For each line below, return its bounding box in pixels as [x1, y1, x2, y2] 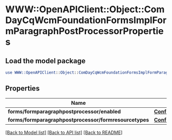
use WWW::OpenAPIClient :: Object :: [5, 70, 79, 75]
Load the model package [5, 56, 86, 65]
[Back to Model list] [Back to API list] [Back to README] [5, 129, 123, 135]
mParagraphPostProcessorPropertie [5, 26, 164, 37]
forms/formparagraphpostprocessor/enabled [8, 108, 121, 115]
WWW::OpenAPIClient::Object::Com [5, 4, 165, 15]
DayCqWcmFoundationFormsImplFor [5, 14, 167, 26]
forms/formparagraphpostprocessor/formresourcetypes [8, 116, 149, 123]
